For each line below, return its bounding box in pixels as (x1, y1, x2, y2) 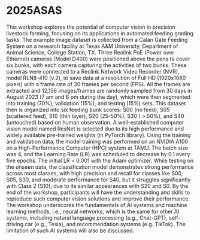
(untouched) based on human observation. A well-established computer (6, 119, 184, 126)
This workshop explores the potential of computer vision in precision (6, 23, 175, 31)
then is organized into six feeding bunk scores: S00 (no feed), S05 (6, 106, 170, 113)
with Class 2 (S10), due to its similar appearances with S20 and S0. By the (6, 182, 189, 189)
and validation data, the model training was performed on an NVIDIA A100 (6, 138, 189, 145)
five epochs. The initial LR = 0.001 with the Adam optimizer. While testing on (6, 157, 194, 164)
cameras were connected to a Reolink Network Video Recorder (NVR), (6, 68, 180, 75)
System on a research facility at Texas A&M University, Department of (6, 42, 178, 50)
